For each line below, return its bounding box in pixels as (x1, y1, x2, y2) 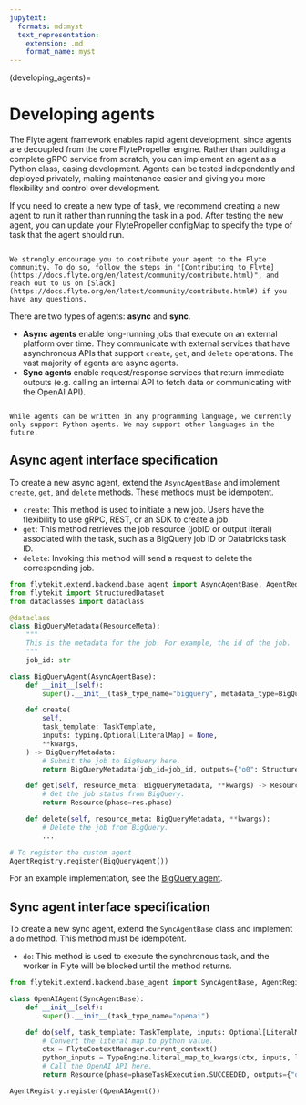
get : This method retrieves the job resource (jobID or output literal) (22, 523, 273, 534)
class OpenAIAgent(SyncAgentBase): (9, 995, 145, 1004)
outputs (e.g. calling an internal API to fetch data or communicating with (22, 377, 293, 388)
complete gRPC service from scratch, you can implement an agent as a (9, 154, 277, 165)
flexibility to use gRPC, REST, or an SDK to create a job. (22, 514, 230, 525)
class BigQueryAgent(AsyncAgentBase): (9, 671, 157, 681)
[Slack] (87, 279, 117, 288)
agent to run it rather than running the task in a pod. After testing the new (9, 210, 284, 221)
